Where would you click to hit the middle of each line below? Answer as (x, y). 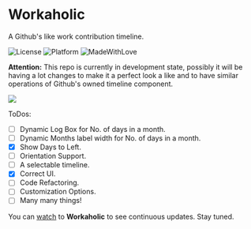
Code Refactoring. (49, 182)
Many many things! (51, 201)
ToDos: (20, 114)
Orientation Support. (53, 156)
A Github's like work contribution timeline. (76, 36)
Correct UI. (37, 174)
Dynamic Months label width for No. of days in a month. (110, 138)
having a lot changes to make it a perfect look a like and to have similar (124, 75)
